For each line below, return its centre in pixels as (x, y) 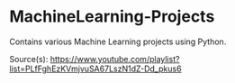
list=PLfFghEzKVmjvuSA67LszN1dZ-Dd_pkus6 (95, 69)
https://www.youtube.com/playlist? (115, 59)
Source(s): (29, 59)
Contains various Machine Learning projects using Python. (118, 41)
